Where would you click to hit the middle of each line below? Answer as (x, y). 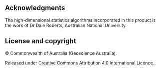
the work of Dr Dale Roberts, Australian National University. (66, 25)
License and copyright (41, 41)
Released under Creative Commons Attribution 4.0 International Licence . (80, 63)
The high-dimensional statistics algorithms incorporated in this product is (80, 20)
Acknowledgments (35, 8)
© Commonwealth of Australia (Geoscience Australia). (61, 53)
